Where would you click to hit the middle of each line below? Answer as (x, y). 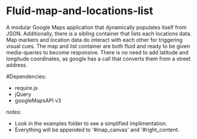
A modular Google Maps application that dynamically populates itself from (96, 27)
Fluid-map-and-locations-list (80, 11)
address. (17, 65)
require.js (26, 88)
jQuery (23, 94)
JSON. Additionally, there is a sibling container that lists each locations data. (99, 33)
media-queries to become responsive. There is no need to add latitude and (97, 52)
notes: (14, 112)
